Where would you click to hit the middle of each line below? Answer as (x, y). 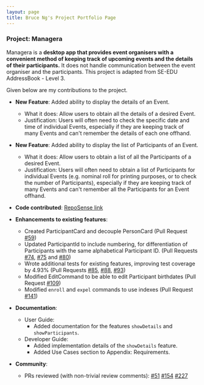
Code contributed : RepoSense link (59, 207)
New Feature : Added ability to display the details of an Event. (92, 102)
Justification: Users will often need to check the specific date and (107, 120)
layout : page (23, 12)
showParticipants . (56, 333)
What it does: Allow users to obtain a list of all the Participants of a (107, 157)
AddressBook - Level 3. (36, 78)
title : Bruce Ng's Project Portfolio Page (61, 18)
